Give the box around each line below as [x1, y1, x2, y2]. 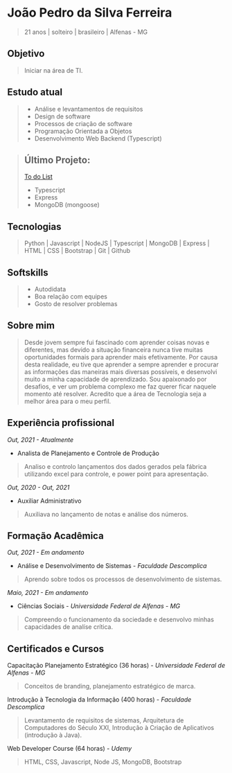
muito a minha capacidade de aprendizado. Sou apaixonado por [24, 375, 207, 383]
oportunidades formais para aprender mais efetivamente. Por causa [24, 353, 218, 361]
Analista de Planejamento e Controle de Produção [17, 449, 160, 457]
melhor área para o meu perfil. [24, 397, 111, 405]
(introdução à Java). [24, 731, 82, 739]
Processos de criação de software [34, 119, 133, 127]
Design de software [34, 112, 91, 121]
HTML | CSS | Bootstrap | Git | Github [24, 247, 131, 255]
